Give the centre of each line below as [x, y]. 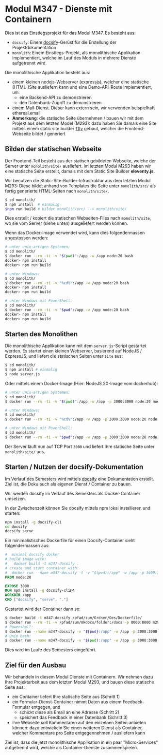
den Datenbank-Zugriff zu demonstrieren [60, 102]
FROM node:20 [18, 577]
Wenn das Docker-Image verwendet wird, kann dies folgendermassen [75, 233]
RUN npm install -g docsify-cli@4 [40, 591]
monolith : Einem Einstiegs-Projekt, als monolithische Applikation [76, 53]
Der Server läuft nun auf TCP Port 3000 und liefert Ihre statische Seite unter [80, 446]
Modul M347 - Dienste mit [59, 9]
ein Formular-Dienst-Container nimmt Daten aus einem [67, 702]
